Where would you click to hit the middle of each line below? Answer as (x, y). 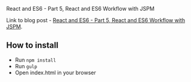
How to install (32, 45)
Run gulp (26, 66)
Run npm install (35, 60)
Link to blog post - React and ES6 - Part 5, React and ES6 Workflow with (95, 20)
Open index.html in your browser (55, 72)
